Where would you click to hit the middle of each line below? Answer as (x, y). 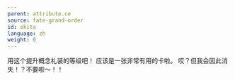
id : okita (22, 27)
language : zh (27, 33)
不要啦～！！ (45, 69)
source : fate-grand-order (45, 20)
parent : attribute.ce (39, 14)
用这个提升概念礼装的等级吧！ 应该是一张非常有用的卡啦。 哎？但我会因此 (114, 61)
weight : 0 (22, 40)
